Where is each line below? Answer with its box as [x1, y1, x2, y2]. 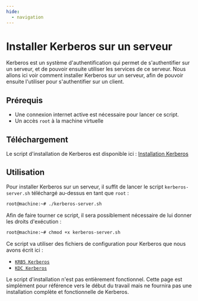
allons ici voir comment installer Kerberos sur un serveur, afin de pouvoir [6, 72, 184, 79]
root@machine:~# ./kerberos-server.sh [6, 201, 102, 207]
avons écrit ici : [6, 246, 43, 254]
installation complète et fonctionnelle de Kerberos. [6, 288, 129, 295]
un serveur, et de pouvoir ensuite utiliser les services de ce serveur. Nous [6, 66, 186, 73]
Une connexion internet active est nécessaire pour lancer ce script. [14, 111, 179, 119]
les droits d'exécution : [6, 217, 62, 225]
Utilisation [6, 167, 45, 178]
